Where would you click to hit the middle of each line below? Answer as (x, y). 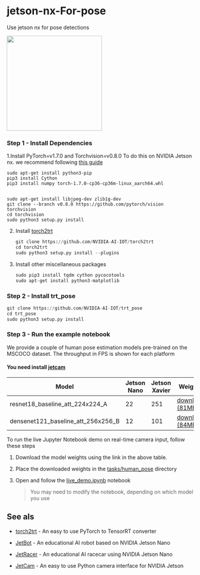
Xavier (161, 390)
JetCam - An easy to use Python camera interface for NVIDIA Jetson (99, 565)
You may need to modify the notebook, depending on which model (112, 492)
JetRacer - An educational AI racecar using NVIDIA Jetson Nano (94, 554)
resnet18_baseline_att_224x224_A (58, 404)
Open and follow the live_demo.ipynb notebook (73, 481)
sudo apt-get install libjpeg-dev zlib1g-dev (64, 199)
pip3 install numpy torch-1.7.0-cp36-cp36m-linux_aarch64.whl (85, 184)
